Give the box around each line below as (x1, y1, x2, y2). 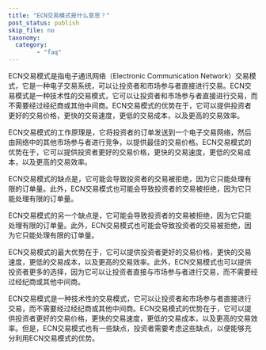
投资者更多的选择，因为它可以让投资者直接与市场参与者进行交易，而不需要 (8, 267, 251, 276)
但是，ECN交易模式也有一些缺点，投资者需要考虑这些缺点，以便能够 (21, 324, 245, 333)
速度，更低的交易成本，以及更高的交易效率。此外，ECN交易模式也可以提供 (8, 257, 252, 266)
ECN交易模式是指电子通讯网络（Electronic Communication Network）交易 (8, 71, 249, 80)
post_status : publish (8, 19, 80, 27)
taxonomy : (8, 33, 41, 42)
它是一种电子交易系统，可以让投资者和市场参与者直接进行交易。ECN (21, 81, 245, 90)
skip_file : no (8, 26, 55, 34)
